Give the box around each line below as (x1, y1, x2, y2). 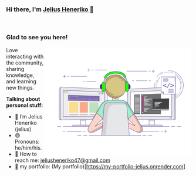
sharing (6, 65, 25, 72)
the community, (6, 59, 44, 66)
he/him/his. (14, 144, 42, 151)
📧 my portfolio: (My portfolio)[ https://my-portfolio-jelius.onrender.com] (14, 163, 186, 170)
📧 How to (14, 150, 37, 157)
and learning (6, 77, 37, 84)
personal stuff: (6, 101, 43, 109)
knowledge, (6, 72, 35, 79)
